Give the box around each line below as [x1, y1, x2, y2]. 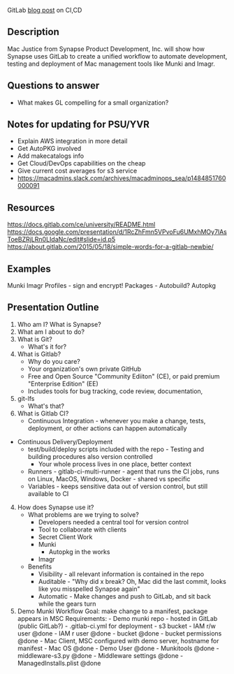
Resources [7, 202, 55, 214]
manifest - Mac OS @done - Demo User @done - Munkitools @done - [17, 644, 219, 652]
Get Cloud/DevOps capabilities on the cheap [17, 159, 146, 168]
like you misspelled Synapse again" [38, 585, 141, 593]
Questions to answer [7, 80, 100, 91]
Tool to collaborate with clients [38, 525, 127, 534]
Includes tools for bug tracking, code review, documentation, [27, 387, 203, 395]
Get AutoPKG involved [17, 145, 82, 153]
